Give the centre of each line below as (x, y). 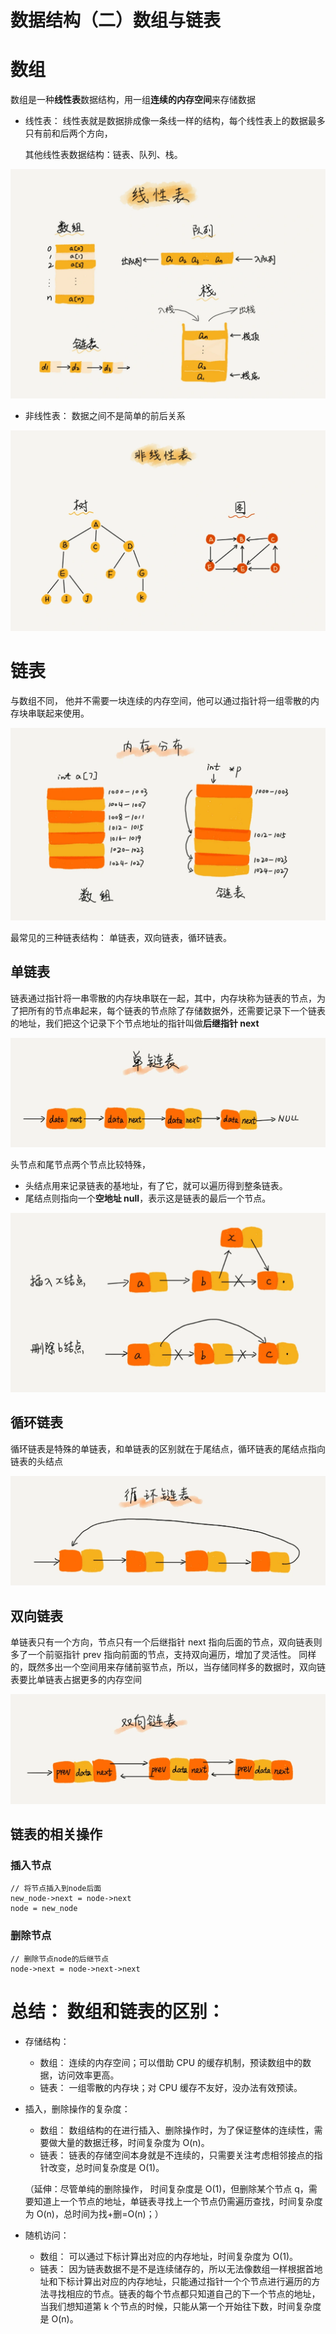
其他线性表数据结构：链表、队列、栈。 (103, 155)
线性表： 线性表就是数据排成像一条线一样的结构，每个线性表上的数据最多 (175, 121)
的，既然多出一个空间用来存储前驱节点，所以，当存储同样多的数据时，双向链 (168, 1667)
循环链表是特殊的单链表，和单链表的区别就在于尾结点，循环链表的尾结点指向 (168, 1448)
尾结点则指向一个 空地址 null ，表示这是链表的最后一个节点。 (148, 1198)
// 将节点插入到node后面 (56, 1889)
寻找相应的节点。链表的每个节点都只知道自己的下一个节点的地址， (184, 2293)
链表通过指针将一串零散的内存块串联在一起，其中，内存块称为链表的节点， (163, 998)
